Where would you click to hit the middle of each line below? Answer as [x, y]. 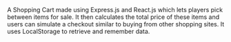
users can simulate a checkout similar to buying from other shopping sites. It [116, 24]
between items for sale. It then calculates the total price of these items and [113, 17]
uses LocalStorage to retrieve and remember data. [79, 31]
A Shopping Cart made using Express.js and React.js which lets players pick [115, 10]
